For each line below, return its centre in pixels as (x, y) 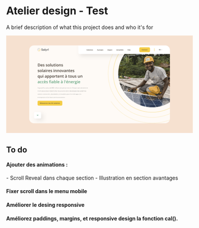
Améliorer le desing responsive (45, 205)
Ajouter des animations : (37, 165)
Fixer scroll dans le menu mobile (47, 191)
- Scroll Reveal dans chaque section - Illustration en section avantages (92, 178)
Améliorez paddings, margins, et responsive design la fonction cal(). (92, 218)
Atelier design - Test (57, 11)
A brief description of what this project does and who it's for (80, 27)
